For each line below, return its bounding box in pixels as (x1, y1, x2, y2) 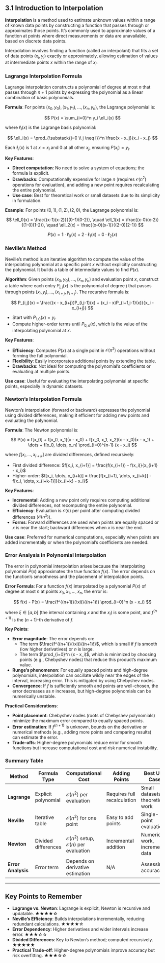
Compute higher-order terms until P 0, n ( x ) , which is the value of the (12, 321, 148, 328)
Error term (35, 864, 59, 871)
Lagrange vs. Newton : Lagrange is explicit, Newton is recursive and (12, 905, 150, 911)
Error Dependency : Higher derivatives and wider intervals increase (12, 926, 148, 932)
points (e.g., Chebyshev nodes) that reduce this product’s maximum (19, 656, 157, 663)
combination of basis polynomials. (5, 94, 75, 100)
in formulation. (12, 197, 42, 203)
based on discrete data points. (5, 38, 67, 44)
